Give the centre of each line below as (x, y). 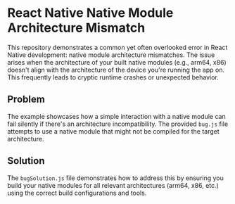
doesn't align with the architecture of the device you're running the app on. (116, 70)
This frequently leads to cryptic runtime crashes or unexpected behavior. (113, 77)
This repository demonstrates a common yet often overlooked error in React (118, 47)
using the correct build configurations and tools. (77, 193)
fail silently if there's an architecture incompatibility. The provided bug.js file (118, 124)
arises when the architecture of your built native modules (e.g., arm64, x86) (117, 62)
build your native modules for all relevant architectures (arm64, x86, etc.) (113, 185)
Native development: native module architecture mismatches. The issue (111, 55)
